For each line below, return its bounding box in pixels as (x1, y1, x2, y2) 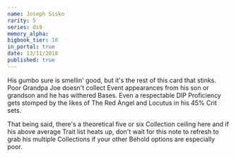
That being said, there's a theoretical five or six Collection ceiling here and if (7, 120, 230, 128)
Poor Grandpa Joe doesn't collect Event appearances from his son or (7, 83, 210, 92)
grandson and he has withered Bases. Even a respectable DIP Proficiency (7, 91, 221, 99)
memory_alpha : (7, 30, 49, 38)
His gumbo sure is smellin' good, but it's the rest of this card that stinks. (7, 76, 217, 84)
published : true (7, 57, 55, 64)
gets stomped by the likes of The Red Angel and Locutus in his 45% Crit (7, 98, 218, 107)
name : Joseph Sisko (7, 10, 65, 18)
